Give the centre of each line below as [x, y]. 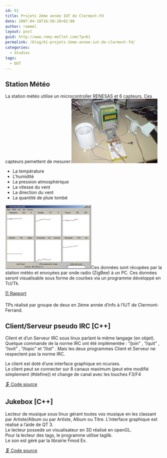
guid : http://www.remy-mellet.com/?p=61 [48, 37]
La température [28, 171]
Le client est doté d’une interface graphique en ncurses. [63, 363]
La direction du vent [33, 192]
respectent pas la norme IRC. [35, 354]
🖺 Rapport [16, 293]
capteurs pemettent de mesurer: [38, 161]
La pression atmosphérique [40, 182]
